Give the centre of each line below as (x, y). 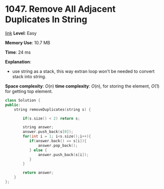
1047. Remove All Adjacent (60, 9)
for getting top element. (29, 91)
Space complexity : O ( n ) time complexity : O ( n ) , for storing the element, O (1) (82, 86)
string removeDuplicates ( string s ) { (53, 109)
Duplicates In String (46, 19)
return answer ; (38, 173)
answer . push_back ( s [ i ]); (64, 155)
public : (13, 105)
